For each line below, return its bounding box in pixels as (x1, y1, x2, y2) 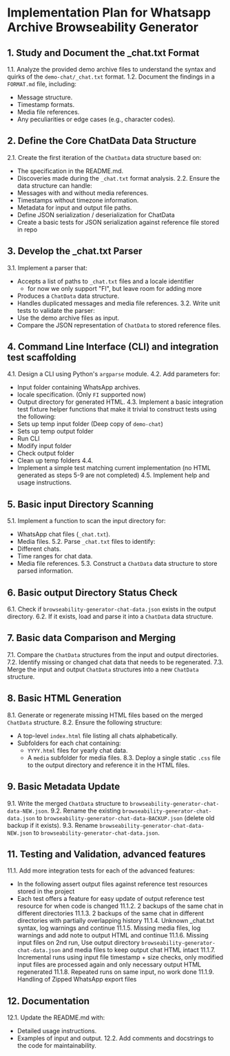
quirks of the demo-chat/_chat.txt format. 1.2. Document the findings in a (7, 72, 216, 81)
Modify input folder (17, 442, 72, 450)
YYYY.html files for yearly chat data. (27, 746, 128, 754)
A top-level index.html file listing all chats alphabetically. (17, 731, 178, 740)
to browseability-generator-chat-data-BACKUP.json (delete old (36, 813, 215, 822)
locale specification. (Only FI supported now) (17, 391, 147, 399)
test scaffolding (7, 352, 77, 363)
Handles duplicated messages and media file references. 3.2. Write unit (17, 298, 220, 307)
